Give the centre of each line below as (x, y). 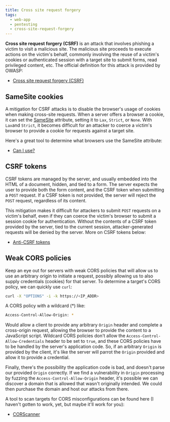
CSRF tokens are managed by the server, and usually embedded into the (81, 179)
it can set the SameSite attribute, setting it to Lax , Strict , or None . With (79, 120)
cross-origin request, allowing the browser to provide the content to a (78, 331)
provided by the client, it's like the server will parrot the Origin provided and (85, 352)
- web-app (20, 19)
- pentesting (24, 24)
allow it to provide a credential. (37, 358)
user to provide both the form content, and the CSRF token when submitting (85, 190)
